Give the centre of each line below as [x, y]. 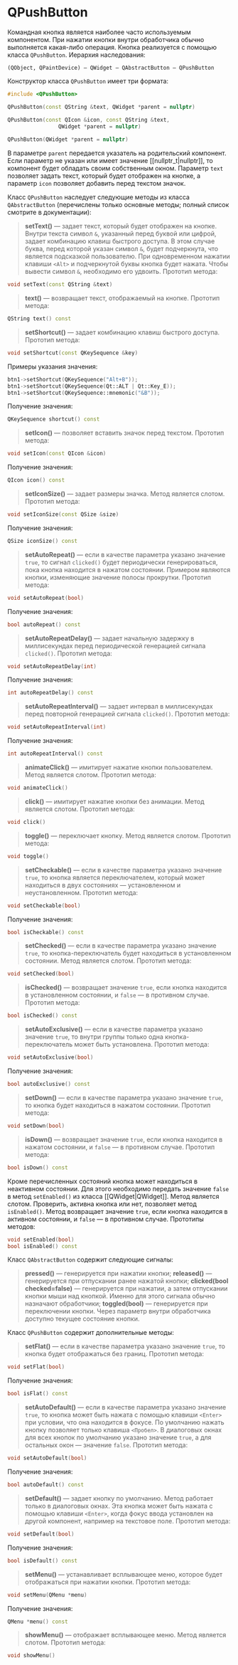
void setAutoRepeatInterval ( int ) [57, 727]
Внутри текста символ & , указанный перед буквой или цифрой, [120, 234]
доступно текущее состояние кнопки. [82, 1319]
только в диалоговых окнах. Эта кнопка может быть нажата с [119, 1506]
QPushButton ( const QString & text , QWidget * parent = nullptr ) [101, 107]
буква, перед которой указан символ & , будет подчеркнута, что [121, 249]
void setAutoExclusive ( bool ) [50, 1057]
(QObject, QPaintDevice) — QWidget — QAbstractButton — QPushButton [111, 68]
